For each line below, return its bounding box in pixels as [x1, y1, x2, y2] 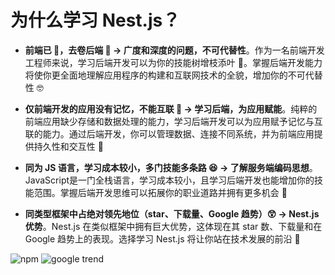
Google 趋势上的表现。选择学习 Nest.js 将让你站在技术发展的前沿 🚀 [24, 232, 301, 245]
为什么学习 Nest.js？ [10, 9, 181, 32]
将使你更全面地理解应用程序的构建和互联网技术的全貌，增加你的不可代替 [24, 69, 323, 81]
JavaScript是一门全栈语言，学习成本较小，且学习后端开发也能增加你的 [24, 174, 315, 186]
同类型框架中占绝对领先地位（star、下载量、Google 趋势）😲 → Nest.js [24, 207, 320, 220]
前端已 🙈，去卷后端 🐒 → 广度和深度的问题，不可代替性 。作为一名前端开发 [24, 44, 325, 56]
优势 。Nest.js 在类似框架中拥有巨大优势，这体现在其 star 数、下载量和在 [24, 220, 323, 232]
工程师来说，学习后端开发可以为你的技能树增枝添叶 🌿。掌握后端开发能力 [24, 56, 323, 68]
